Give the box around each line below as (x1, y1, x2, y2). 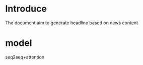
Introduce (5, 3, 47, 15)
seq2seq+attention (5, 54, 45, 60)
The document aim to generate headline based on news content (5, 20, 138, 26)
